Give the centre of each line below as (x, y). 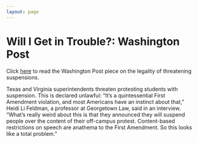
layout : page (23, 12)
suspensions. (23, 77)
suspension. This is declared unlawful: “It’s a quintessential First (86, 95)
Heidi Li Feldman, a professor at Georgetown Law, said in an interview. (94, 108)
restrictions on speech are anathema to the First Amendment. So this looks (99, 127)
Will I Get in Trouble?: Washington (93, 41)
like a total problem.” (32, 133)
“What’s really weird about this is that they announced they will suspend (96, 114)
